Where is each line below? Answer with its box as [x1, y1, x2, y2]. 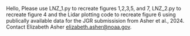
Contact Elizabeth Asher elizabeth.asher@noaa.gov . [6, 23, 132, 30]
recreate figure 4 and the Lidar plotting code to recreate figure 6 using [6, 11, 176, 18]
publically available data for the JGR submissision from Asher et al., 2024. [6, 17, 185, 24]
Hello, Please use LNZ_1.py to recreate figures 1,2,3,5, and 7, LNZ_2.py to [6, 5, 182, 12]
